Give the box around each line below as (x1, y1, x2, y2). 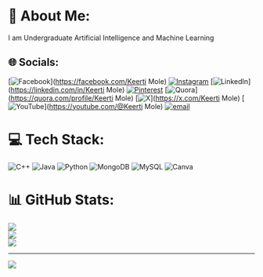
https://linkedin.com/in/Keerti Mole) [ (10, 85, 168, 94)
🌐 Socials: (8, 56, 59, 69)
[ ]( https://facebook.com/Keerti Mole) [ (8, 76, 214, 86)
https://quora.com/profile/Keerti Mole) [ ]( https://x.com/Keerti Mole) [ (10, 93, 245, 103)
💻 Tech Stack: (8, 130, 105, 148)
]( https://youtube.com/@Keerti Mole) (44, 101, 164, 111)
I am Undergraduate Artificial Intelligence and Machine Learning (8, 33, 214, 42)
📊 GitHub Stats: (8, 191, 115, 209)
